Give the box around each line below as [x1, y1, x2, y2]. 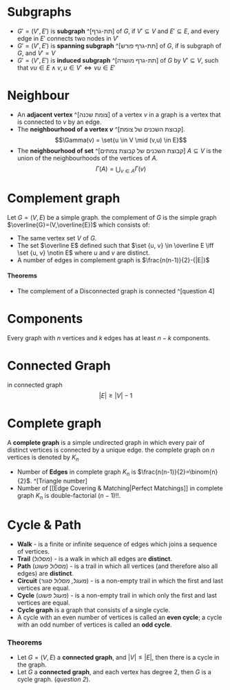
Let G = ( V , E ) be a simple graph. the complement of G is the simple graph [7, 213, 217, 221]
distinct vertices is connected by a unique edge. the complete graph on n [7, 446, 215, 454]
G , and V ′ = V [17, 49, 56, 57]
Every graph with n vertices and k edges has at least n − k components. [7, 333, 211, 342]
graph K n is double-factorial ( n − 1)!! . [17, 492, 121, 501]
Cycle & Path [7, 517, 81, 533]
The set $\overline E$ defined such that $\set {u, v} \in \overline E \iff [17, 241, 214, 249]
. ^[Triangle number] [30, 477, 88, 485]
